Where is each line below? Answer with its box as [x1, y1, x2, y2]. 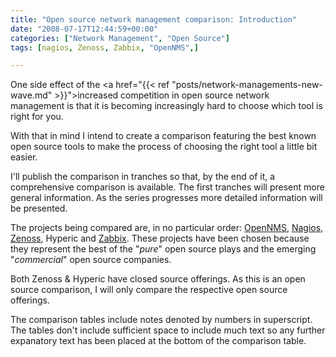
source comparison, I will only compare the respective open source [10, 284, 288, 296]
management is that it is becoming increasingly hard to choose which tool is [10, 100, 323, 112]
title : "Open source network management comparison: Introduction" [10, 14, 298, 25]
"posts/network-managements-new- [171, 79, 323, 91]
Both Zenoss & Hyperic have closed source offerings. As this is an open [10, 273, 306, 285]
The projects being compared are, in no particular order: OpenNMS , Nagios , [10, 222, 324, 234]
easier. [10, 151, 38, 163]
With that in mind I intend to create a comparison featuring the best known [10, 130, 317, 142]
